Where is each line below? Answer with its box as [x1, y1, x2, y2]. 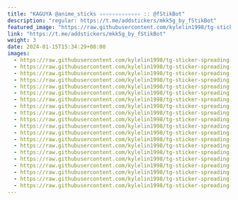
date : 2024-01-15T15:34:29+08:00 [7, 43, 106, 50]
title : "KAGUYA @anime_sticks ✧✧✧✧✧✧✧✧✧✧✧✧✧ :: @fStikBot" [7, 10, 186, 18]
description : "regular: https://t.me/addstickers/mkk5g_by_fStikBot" [7, 17, 217, 24]
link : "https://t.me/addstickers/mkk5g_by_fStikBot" [7, 30, 166, 38]
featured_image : [7, 23, 55, 30]
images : [7, 50, 30, 57]
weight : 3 [7, 37, 37, 44]
